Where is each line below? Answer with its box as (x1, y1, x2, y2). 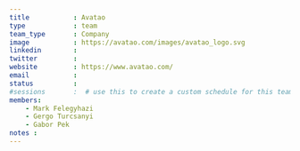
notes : (9, 129, 38, 138)
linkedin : (9, 46, 78, 55)
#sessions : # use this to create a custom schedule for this (9, 87, 274, 96)
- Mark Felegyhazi (25, 104, 94, 113)
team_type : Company (9, 29, 110, 38)
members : (9, 95, 42, 105)
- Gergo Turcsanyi (25, 112, 94, 121)
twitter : (9, 54, 78, 63)
